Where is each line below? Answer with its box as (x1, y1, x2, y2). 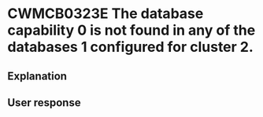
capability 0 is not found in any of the (7, 21, 256, 39)
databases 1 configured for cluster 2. (7, 38, 254, 56)
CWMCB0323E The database (7, 5, 204, 23)
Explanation (7, 69, 68, 82)
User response (7, 96, 81, 109)
